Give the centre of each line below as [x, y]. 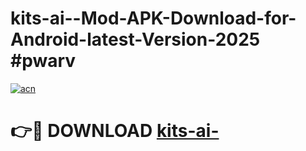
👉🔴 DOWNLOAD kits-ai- [115, 131]
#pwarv [43, 61]
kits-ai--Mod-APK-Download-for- [153, 18]
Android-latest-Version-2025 [135, 39]
